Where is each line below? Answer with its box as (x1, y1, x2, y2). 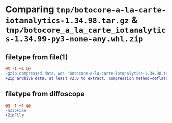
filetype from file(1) (5, 53, 68, 61)
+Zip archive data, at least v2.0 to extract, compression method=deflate (5, 76, 168, 81)
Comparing (5, 4, 54, 15)
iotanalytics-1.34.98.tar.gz (5, 16, 130, 26)
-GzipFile (5, 108, 27, 113)
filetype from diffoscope (5, 90, 85, 99)
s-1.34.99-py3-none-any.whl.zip (5, 34, 143, 44)
